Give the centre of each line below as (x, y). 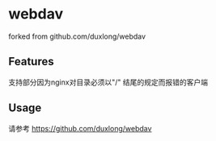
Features (31, 62)
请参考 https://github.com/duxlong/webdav (80, 128)
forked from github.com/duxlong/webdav (77, 36)
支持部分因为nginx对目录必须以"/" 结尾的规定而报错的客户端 (108, 82)
